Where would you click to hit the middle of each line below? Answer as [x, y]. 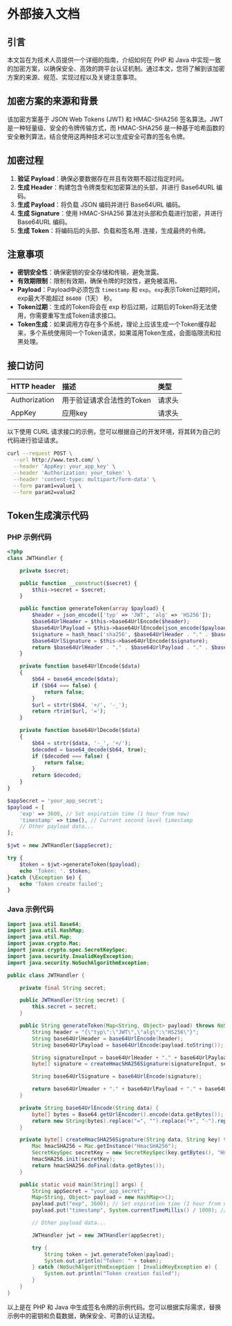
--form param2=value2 [45, 492]
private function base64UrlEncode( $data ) [80, 666]
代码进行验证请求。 [35, 440]
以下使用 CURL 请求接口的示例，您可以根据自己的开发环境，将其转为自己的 [114, 432]
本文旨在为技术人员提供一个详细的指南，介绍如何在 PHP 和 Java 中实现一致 [114, 60]
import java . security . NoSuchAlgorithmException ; [78, 963]
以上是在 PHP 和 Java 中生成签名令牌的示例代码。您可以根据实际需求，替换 [114, 1307]
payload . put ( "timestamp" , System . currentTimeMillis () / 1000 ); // [129, 1210]
